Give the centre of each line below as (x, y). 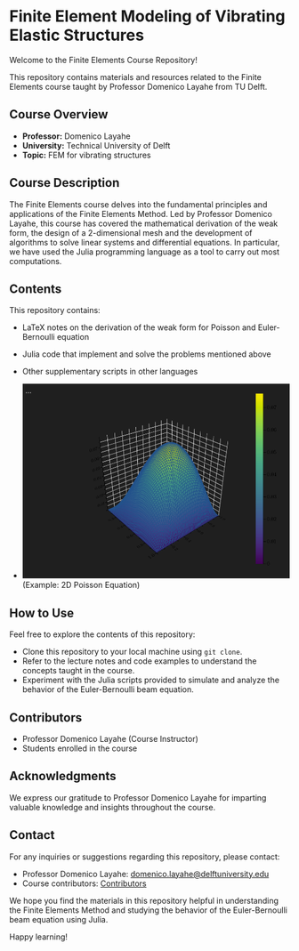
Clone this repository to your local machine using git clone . (132, 652)
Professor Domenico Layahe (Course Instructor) (110, 739)
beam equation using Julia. (59, 919)
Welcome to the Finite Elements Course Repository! (104, 60)
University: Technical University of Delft (96, 145)
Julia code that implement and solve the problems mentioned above (146, 354)
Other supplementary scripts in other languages (110, 372)
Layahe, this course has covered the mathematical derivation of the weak (144, 223)
